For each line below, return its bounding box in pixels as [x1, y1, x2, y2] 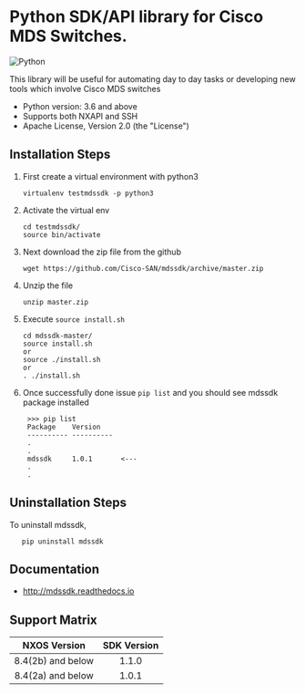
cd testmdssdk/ [22, 222, 81, 232]
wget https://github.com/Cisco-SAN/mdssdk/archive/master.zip [22, 264, 264, 273]
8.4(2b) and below [14, 655, 94, 668]
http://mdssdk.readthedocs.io [22, 585, 135, 596]
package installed [22, 397, 89, 408]
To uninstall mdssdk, [9, 519, 87, 530]
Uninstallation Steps [9, 495, 127, 511]
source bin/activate [22, 230, 101, 239]
